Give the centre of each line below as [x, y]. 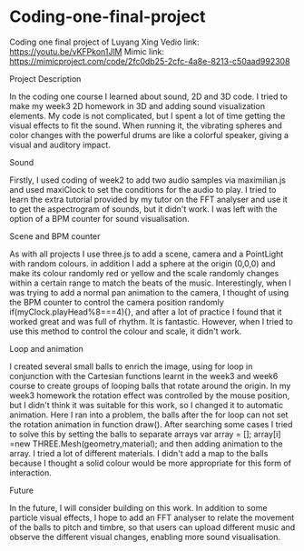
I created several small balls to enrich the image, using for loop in [131, 366]
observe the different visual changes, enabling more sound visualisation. [145, 536]
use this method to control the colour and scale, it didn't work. [126, 331]
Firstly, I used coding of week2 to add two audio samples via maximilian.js [148, 180]
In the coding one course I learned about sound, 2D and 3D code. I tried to [149, 96]
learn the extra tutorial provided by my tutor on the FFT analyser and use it [148, 199]
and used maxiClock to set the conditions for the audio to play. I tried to [143, 189]
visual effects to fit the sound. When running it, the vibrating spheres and [146, 125]
